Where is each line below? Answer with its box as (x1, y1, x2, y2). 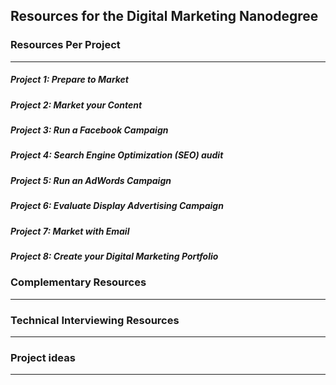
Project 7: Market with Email (10, 225, 130, 237)
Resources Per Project (10, 38, 121, 52)
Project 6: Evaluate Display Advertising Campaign (10, 200, 224, 212)
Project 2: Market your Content (10, 99, 143, 111)
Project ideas (10, 350, 76, 364)
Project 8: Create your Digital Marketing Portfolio (10, 250, 219, 262)
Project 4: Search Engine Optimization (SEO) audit (10, 149, 224, 161)
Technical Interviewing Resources (10, 313, 180, 327)
